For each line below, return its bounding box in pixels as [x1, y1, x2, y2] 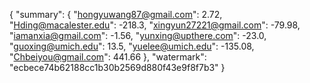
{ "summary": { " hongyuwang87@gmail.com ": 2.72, [9, 9, 223, 20]
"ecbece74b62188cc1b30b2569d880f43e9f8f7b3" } [9, 62, 226, 73]
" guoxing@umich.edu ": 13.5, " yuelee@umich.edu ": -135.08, [9, 40, 255, 52]
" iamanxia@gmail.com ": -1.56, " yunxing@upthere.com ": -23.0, [9, 30, 267, 41]
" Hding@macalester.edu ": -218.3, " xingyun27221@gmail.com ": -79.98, [9, 19, 301, 31]
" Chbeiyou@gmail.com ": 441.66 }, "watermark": [9, 51, 207, 63]
